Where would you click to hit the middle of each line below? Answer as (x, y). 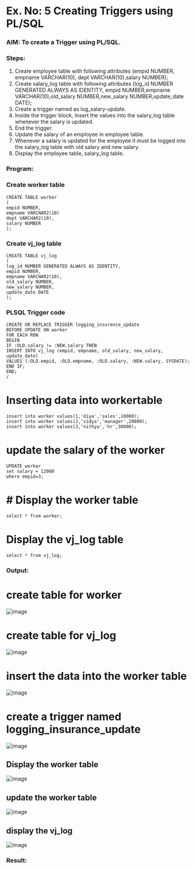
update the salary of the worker (86, 450)
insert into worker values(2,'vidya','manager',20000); (77, 422)
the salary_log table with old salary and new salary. (77, 147)
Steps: (16, 58)
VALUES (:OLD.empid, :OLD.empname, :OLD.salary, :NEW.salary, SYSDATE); (98, 362)
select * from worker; (34, 516)
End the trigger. (34, 128)
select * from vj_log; (34, 555)
